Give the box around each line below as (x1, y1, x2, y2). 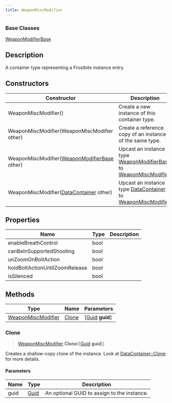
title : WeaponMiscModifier (5, 7, 63, 13)
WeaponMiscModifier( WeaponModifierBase (8, 154, 114, 162)
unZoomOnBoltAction (8, 256, 60, 263)
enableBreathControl (8, 239, 58, 247)
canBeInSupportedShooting (8, 248, 75, 255)
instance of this (118, 109, 156, 117)
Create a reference (118, 124, 164, 131)
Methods (5, 290, 35, 299)
